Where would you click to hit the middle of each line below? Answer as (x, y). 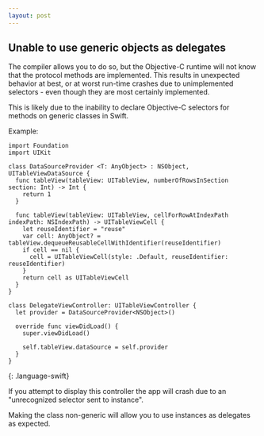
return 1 (37, 195)
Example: (23, 131)
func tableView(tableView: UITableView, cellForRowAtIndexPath (122, 215)
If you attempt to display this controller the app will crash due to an (117, 392)
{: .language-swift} (39, 376)
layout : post (30, 15)
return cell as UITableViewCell (76, 278)
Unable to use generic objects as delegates (117, 48)
